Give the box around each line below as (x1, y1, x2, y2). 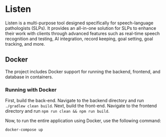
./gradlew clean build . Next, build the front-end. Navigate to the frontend (5, 103, 157, 109)
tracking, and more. (5, 41, 46, 47)
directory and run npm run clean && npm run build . (5, 108, 110, 114)
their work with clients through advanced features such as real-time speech (5, 30, 160, 36)
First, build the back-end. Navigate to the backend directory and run (5, 98, 144, 104)
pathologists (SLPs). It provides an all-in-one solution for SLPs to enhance (5, 25, 157, 31)
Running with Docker (5, 86, 57, 93)
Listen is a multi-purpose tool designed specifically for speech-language (5, 20, 154, 26)
